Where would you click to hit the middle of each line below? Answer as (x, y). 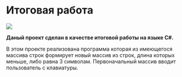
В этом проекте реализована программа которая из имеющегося (89, 49)
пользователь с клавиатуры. (42, 68)
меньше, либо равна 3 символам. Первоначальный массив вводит (91, 61)
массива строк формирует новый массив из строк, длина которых (91, 55)
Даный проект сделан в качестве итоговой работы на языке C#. (90, 37)
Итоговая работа (50, 10)
